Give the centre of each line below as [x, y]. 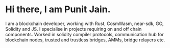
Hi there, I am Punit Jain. [58, 9]
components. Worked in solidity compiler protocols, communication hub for [85, 34]
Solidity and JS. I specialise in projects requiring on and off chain [74, 29]
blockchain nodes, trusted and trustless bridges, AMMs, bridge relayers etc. [85, 40]
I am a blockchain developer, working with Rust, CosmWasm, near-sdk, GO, [84, 23]
